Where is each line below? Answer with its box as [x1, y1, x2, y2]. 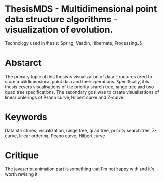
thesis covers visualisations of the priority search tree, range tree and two [5, 84, 154, 90]
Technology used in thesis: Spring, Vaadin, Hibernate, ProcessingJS [5, 40, 142, 46]
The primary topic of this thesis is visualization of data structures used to [5, 73, 153, 79]
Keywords [5, 111, 47, 122]
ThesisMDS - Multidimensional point [5, 3, 157, 15]
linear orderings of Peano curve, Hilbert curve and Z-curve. [5, 94, 125, 100]
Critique [5, 150, 39, 161]
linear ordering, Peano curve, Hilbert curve [19, 133, 105, 139]
